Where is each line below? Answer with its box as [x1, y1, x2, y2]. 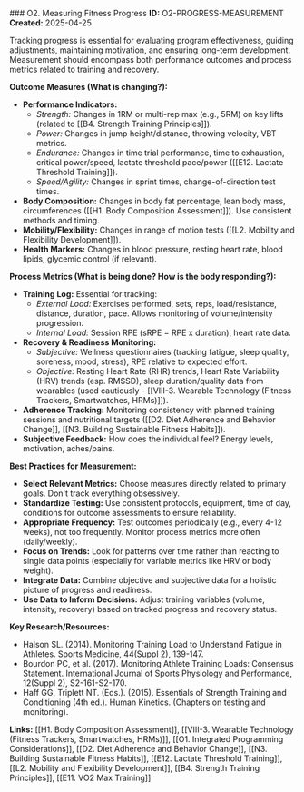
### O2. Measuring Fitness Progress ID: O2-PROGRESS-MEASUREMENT [9, 8, 284, 18]
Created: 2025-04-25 [9, 17, 93, 28]
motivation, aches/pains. [22, 443, 115, 453]
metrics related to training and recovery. [9, 64, 160, 74]
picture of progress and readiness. [22, 585, 152, 595]
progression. [35, 318, 84, 328]
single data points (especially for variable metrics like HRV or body [22, 556, 272, 566]
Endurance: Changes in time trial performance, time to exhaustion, [35, 147, 285, 158]
